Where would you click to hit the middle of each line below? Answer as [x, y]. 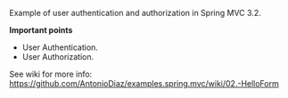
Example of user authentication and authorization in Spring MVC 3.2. [135, 13]
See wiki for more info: [51, 74]
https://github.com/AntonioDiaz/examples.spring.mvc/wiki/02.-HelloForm [144, 83]
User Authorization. [58, 57]
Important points [41, 30]
